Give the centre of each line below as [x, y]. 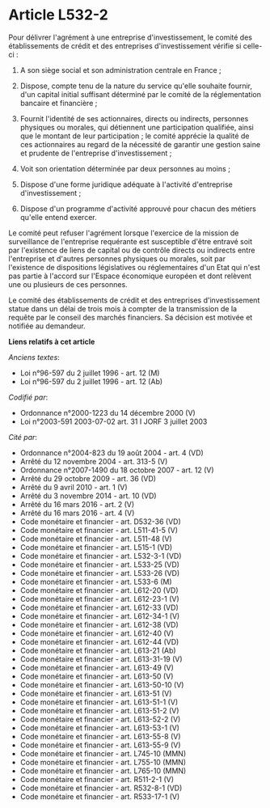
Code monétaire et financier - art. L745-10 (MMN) [103, 753]
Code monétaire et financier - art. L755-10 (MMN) [103, 762]
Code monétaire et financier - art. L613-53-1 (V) [100, 728]
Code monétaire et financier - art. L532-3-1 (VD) [101, 556]
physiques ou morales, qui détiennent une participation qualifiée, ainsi [137, 127]
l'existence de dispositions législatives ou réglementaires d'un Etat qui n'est [134, 267]
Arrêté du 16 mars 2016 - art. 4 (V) [77, 513]
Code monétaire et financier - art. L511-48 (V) [96, 539]
